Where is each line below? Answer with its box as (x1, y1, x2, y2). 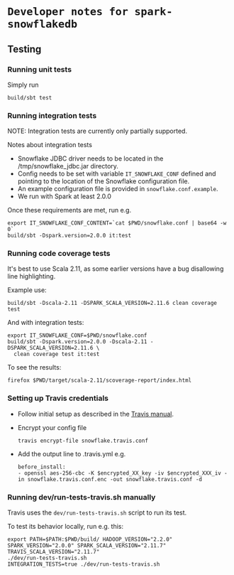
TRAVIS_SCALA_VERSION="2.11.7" (7, 549, 100, 556)
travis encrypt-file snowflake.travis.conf (17, 437, 149, 444)
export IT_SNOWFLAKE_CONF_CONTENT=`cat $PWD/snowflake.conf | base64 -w (7, 220, 227, 227)
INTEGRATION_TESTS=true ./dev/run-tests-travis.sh (7, 561, 160, 568)
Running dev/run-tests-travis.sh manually (7, 492, 156, 502)
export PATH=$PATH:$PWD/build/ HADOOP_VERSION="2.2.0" (7, 536, 173, 543)
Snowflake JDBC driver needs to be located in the (17, 154, 164, 163)
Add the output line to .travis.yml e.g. (17, 449, 126, 458)
